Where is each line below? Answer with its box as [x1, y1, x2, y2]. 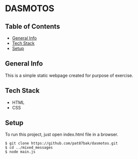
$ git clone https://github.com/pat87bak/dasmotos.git [5, 141, 118, 146]
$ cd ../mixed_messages [5, 145, 53, 150]
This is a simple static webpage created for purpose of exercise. [5, 72, 134, 78]
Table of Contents [5, 22, 61, 31]
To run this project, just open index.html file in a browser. [5, 132, 119, 138]
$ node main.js [5, 149, 36, 155]
